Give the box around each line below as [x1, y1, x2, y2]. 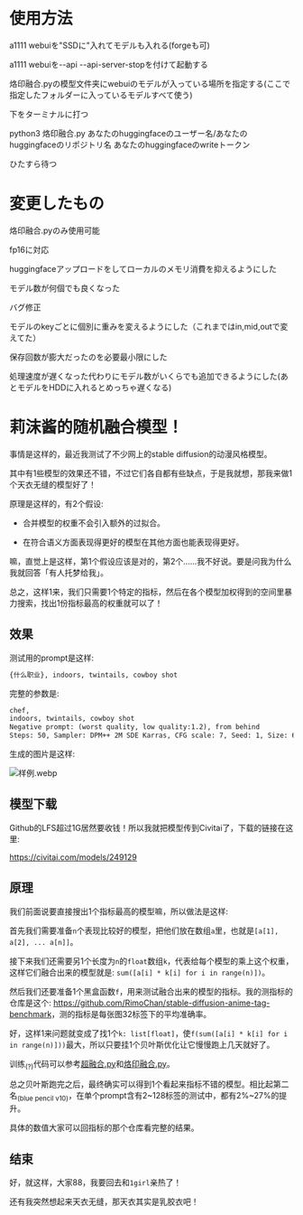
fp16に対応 [9, 244, 50, 255]
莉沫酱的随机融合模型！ [9, 417, 184, 438]
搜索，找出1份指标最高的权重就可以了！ [16, 597, 163, 608]
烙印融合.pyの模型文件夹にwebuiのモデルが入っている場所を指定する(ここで [9, 78, 291, 89]
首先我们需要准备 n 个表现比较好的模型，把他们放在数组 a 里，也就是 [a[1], [9, 925, 280, 936]
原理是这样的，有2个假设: [9, 498, 104, 509]
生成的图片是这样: [9, 749, 76, 759]
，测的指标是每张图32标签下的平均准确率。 [50, 1008, 212, 1019]
